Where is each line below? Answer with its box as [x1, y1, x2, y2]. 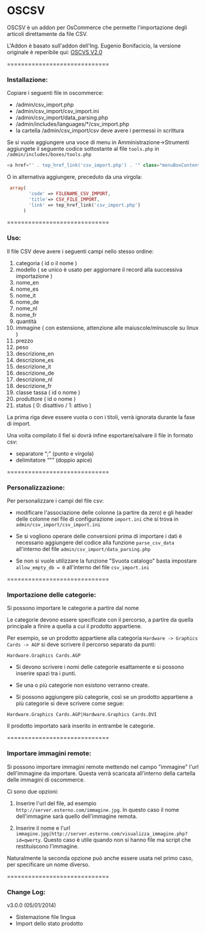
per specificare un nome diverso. [7, 861, 90, 868]
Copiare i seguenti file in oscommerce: [7, 89, 104, 97]
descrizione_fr [15, 382, 52, 389]
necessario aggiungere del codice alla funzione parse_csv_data [15, 539, 175, 546]
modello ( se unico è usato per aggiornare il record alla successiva [15, 266, 182, 273]
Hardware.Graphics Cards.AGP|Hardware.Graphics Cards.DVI [7, 712, 157, 718]
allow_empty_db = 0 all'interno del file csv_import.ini [15, 564, 150, 571]
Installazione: [7, 75, 48, 84]
